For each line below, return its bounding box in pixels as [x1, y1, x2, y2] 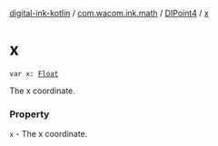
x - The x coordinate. [9, 129, 88, 140]
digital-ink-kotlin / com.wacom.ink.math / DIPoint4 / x [9, 8, 209, 18]
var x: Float [9, 69, 59, 78]
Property [9, 108, 50, 121]
